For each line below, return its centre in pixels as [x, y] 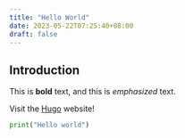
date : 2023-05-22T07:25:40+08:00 [71, 26]
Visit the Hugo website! [52, 109]
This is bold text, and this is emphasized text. [92, 92]
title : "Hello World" [50, 17]
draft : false [34, 34]
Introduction [45, 70]
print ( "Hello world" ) [50, 126]
